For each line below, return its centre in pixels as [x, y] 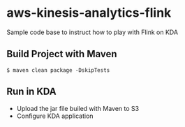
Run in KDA [31, 92]
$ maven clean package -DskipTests [58, 70]
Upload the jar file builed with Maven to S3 [78, 108]
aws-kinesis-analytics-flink [89, 13]
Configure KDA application [55, 116]
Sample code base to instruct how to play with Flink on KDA [92, 32]
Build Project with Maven [62, 54]
